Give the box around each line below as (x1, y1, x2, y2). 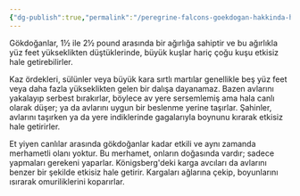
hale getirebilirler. (9, 56, 73, 67)
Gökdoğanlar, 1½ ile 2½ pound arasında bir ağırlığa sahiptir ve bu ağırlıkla (9, 37, 279, 48)
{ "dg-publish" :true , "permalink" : (9, 12, 134, 22)
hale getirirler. (9, 121, 61, 132)
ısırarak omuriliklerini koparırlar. (9, 176, 125, 187)
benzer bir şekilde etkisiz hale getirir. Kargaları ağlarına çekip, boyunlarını (9, 167, 279, 177)
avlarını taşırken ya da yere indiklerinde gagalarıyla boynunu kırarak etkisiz (9, 111, 284, 122)
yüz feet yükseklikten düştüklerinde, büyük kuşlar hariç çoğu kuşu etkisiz (9, 46, 279, 58)
